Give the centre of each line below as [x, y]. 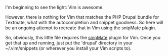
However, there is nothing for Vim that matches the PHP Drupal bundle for [82, 17]
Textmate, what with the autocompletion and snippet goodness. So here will [84, 22]
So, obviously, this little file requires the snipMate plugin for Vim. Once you [83, 38]
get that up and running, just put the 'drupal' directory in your [69, 43]
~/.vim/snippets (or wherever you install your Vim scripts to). [68, 48]
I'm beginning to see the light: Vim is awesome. [54, 7]
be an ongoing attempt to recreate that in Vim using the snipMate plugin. [81, 28]
